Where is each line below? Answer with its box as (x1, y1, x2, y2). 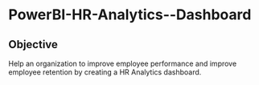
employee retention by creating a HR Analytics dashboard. (8, 67, 202, 77)
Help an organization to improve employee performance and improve (8, 59, 237, 68)
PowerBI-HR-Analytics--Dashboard (8, 6, 252, 24)
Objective (8, 38, 59, 51)
